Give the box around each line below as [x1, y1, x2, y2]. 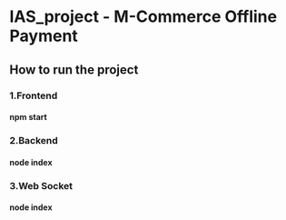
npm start [9, 112, 47, 123]
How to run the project [9, 62, 139, 77]
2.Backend [9, 135, 59, 147]
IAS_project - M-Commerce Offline [9, 6, 278, 27]
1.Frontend [9, 89, 58, 102]
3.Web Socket [9, 179, 73, 192]
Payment [9, 25, 79, 46]
